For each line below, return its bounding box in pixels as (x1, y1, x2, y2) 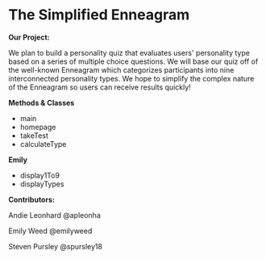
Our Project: (8, 32, 50, 42)
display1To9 (19, 170, 60, 180)
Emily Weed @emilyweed (8, 226, 93, 236)
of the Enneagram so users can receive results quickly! (8, 82, 191, 92)
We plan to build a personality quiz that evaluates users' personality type (8, 48, 250, 57)
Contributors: (8, 194, 55, 204)
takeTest (19, 131, 48, 140)
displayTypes (19, 179, 64, 189)
